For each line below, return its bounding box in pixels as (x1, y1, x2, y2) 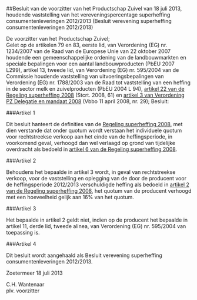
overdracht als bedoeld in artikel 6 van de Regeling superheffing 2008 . (6, 146, 178, 153)
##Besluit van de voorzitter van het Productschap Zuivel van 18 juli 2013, (6, 5, 182, 12)
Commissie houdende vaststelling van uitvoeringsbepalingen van (6, 73, 164, 80)
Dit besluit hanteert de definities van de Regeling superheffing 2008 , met (6, 121, 183, 127)
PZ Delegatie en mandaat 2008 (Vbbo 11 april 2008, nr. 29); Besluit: (6, 98, 169, 105)
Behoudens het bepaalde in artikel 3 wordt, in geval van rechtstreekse (6, 169, 176, 176)
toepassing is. (6, 229, 40, 236)
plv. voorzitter (6, 287, 40, 294)
